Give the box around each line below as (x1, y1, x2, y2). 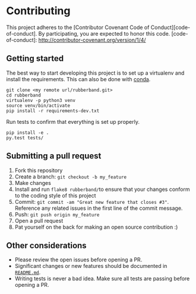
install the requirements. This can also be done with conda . (6, 75, 151, 82)
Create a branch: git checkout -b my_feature (14, 173, 127, 180)
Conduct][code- (150, 24, 191, 31)
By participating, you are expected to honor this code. (38, 30, 170, 37)
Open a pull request (14, 217, 64, 224)
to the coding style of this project (14, 191, 96, 199)
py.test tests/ (6, 135, 44, 140)
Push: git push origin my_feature (14, 210, 100, 218)
